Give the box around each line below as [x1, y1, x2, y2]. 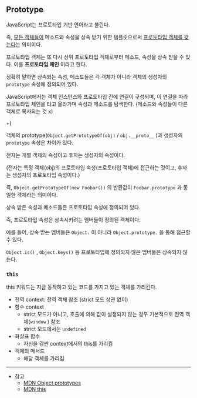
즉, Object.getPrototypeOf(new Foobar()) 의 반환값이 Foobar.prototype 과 [6, 183, 182, 190]
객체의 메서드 [14, 347, 45, 354]
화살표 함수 [14, 333, 40, 340]
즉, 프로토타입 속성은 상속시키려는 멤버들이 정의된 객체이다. [6, 216, 141, 223]
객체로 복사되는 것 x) [6, 108, 53, 115]
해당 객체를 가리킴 [23, 355, 64, 362]
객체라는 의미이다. [16, 191, 58, 198]
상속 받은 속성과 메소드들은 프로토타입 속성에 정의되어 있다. [6, 203, 141, 210]
